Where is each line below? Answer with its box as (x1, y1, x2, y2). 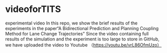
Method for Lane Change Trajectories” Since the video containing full (5, 30, 149, 36)
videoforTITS (5, 3, 61, 15)
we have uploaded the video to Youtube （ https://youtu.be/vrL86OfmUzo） (5, 41, 162, 48)
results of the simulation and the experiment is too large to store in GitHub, (5, 36, 159, 42)
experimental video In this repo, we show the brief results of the (5, 20, 138, 26)
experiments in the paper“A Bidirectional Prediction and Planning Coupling (5, 25, 159, 31)
